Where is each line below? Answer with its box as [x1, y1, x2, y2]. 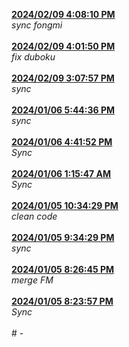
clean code [11, 210, 58, 222]
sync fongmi [11, 19, 63, 31]
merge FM [11, 274, 54, 286]
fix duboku [11, 51, 56, 63]
